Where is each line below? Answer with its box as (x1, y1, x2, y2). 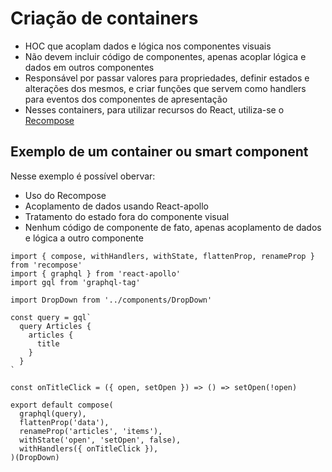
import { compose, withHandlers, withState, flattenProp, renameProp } (10, 251, 315, 261)
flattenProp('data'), (19, 417, 110, 427)
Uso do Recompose (24, 189, 107, 201)
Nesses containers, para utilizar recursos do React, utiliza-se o (24, 103, 285, 116)
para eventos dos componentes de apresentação (24, 93, 228, 105)
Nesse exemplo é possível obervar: (10, 170, 156, 182)
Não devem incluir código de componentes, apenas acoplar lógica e (24, 50, 307, 62)
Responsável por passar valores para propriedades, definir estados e (24, 72, 310, 84)
